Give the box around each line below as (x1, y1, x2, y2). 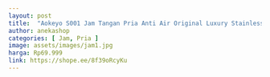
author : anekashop (8, 26, 70, 34)
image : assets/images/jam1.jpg (8, 42, 113, 50)
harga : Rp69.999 (8, 49, 63, 57)
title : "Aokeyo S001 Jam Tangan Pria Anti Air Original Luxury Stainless (8, 19, 264, 27)
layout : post (8, 11, 52, 20)
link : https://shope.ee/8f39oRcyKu (8, 57, 128, 65)
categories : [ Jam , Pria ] (8, 34, 99, 43)
